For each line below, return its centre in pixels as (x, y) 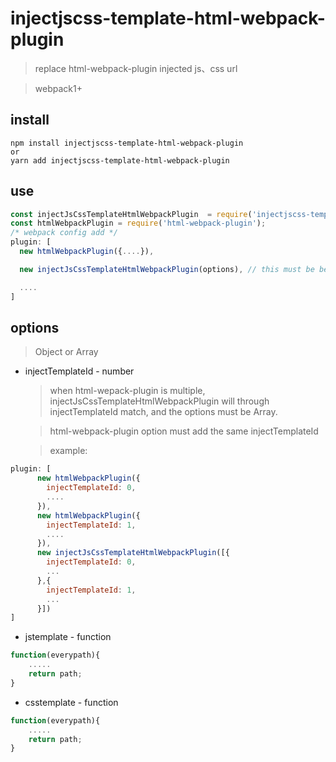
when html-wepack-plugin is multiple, (127, 391)
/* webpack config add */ (64, 233)
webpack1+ (58, 88)
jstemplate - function (68, 637)
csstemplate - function (71, 702)
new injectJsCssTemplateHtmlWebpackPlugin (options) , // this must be (167, 269)
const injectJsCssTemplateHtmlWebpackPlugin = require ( (131, 214)
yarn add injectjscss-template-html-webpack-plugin (120, 160)
